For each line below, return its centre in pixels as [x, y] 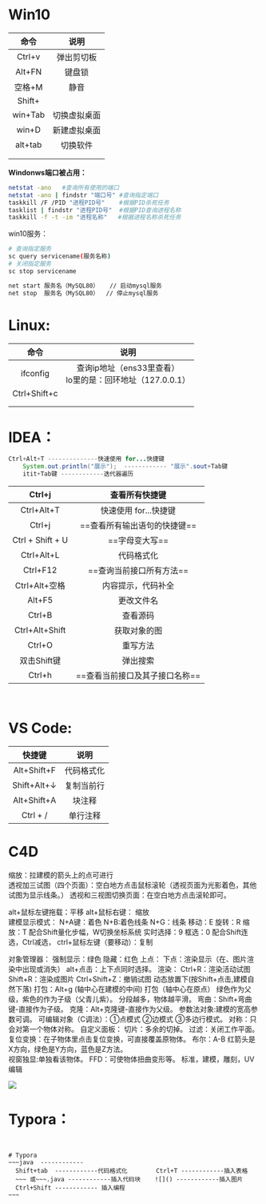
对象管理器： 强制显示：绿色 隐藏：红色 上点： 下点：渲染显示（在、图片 [128, 959]
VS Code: [40, 728]
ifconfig [36, 373]
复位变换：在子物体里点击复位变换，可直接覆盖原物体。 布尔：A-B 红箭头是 [132, 1039]
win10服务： [28, 234]
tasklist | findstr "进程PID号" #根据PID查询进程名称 [95, 210]
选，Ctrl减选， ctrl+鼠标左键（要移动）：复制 [81, 941]
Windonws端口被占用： [48, 172]
